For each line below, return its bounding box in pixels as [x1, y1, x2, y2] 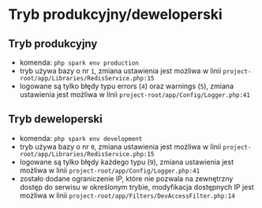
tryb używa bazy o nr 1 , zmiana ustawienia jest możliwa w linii [19, 66, 222, 76]
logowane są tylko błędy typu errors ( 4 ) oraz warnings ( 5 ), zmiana [19, 81, 234, 91]
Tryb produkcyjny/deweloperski [8, 6, 223, 24]
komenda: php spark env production [19, 58, 140, 67]
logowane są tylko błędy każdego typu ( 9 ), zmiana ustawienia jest [19, 157, 234, 166]
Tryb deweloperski [8, 113, 103, 126]
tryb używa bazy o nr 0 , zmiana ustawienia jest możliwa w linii [19, 142, 222, 151]
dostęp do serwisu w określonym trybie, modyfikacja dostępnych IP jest [19, 182, 254, 191]
